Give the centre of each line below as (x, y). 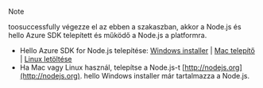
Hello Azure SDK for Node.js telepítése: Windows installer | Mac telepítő (137, 50)
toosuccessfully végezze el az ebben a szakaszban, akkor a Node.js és (125, 27)
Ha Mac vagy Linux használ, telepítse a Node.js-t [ (102, 67)
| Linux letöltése (46, 59)
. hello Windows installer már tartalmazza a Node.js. (165, 76)
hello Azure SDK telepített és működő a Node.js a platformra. (108, 35)
